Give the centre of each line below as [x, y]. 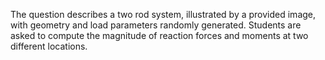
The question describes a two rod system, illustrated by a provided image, [163, 14]
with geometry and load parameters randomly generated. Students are [156, 25]
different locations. [49, 46]
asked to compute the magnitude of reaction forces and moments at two [159, 35]
